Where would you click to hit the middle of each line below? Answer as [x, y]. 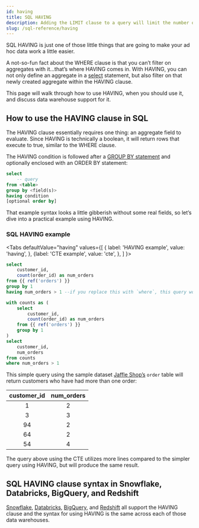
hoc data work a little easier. [41, 52]
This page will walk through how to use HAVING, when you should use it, [95, 93]
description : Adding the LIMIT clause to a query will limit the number [98, 23]
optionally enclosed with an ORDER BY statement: [67, 163]
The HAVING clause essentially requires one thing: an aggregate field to [94, 133]
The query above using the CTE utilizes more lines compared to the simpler [98, 459]
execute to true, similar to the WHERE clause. [61, 145]
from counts [21, 358]
